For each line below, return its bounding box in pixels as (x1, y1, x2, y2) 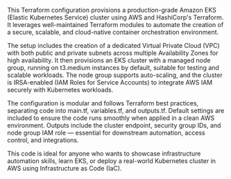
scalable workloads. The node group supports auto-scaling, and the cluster (7, 71, 223, 79)
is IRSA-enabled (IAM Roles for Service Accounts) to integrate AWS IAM (7, 78, 213, 86)
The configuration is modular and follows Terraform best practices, (7, 99, 199, 107)
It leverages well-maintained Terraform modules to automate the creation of (7, 21, 224, 28)
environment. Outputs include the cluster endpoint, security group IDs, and (7, 121, 221, 129)
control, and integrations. (7, 136, 79, 144)
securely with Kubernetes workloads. (7, 86, 114, 94)
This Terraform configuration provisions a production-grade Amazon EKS (7, 6, 216, 14)
